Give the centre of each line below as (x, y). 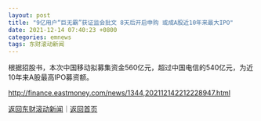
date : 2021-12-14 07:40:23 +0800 (63, 30)
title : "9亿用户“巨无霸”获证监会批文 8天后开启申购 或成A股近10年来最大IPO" (121, 23)
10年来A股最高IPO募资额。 (51, 77)
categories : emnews (40, 37)
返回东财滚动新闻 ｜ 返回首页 (53, 109)
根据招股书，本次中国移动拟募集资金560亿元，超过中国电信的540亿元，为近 (130, 68)
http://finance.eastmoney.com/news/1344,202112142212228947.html (120, 93)
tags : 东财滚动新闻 (36, 44)
